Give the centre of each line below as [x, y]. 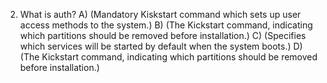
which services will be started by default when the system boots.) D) [161, 46]
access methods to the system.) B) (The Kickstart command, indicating [166, 25]
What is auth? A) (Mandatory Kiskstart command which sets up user [160, 14]
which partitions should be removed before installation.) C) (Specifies [163, 35]
